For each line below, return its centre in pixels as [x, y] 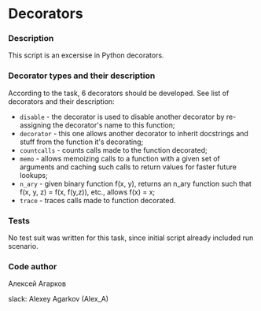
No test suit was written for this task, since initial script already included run [131, 238]
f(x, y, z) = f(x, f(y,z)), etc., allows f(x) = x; [87, 192]
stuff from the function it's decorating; [81, 142]
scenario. [23, 246]
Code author [33, 267]
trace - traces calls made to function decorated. [97, 200]
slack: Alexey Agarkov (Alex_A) [58, 299]
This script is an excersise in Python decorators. [86, 55]
